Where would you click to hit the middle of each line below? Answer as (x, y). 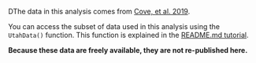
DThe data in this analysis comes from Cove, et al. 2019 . (99, 11)
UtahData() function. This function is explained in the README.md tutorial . (128, 35)
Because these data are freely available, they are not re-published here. (128, 50)
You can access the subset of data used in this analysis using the (114, 26)
